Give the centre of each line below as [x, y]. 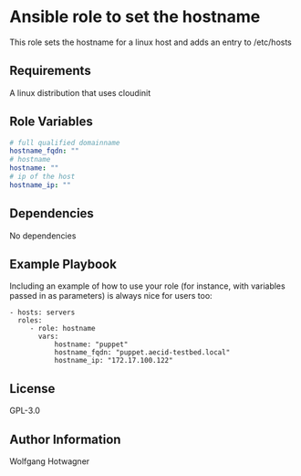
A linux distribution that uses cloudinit [80, 92]
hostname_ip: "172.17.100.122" [114, 361]
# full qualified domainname [65, 143]
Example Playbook [63, 264]
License [32, 389]
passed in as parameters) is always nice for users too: [111, 296]
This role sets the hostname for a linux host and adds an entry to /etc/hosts [150, 42]
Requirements [50, 71]
